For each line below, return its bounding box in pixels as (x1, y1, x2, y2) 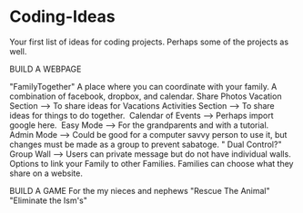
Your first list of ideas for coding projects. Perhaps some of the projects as (9, 36, 289, 47)
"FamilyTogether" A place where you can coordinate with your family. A (9, 81, 278, 92)
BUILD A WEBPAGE (9, 63, 82, 74)
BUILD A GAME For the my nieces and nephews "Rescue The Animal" (9, 185, 270, 196)
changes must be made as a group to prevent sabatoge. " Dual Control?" (9, 139, 282, 150)
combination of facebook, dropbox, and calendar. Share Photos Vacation (9, 91, 282, 102)
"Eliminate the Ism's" (9, 195, 88, 206)
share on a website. (9, 168, 84, 179)
